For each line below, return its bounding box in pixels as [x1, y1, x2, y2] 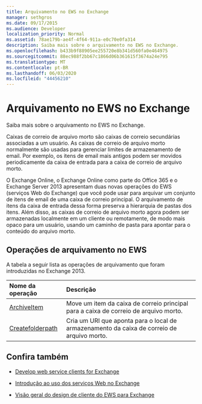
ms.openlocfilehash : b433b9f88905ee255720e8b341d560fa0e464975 [6, 48, 168, 54]
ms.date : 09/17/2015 [6, 20, 58, 26]
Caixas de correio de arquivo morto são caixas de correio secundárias [6, 133, 180, 140]
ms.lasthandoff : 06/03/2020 [6, 70, 77, 76]
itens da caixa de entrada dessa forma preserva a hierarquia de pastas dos [6, 202, 192, 210]
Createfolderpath [9, 324, 58, 332]
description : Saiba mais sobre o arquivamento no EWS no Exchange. [6, 43, 179, 49]
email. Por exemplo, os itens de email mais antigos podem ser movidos [6, 152, 182, 160]
